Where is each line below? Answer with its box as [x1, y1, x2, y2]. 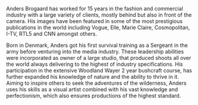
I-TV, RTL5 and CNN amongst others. [6, 30, 97, 37]
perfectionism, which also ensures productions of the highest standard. [6, 92, 181, 99]
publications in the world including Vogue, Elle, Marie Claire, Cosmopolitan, [6, 24, 190, 31]
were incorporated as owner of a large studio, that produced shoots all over [6, 55, 191, 61]
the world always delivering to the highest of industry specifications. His [6, 61, 183, 68]
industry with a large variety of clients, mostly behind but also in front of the [6, 11, 192, 18]
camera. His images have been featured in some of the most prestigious [6, 18, 183, 24]
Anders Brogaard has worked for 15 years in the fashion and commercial [6, 5, 183, 12]
